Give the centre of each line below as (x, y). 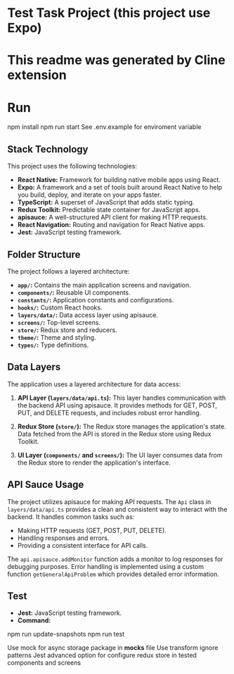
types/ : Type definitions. (53, 345)
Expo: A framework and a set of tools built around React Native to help (120, 188)
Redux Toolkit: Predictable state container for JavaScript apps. (109, 210)
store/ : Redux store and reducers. (67, 330)
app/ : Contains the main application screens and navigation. (104, 285)
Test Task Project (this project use (109, 13)
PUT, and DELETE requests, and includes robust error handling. (109, 412)
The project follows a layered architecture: (69, 271)
